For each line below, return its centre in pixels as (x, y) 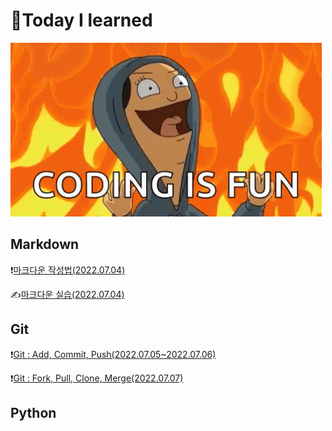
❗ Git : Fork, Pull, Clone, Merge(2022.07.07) (97, 378)
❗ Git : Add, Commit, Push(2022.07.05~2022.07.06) (113, 354)
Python (33, 412)
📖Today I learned (81, 20)
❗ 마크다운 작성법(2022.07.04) (68, 270)
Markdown (45, 244)
